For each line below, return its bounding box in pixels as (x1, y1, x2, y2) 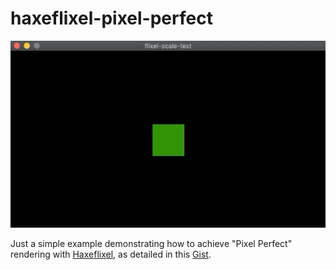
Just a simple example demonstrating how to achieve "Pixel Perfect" (10, 238, 293, 250)
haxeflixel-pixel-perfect (10, 7, 213, 30)
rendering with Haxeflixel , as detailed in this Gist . (10, 248, 212, 261)
